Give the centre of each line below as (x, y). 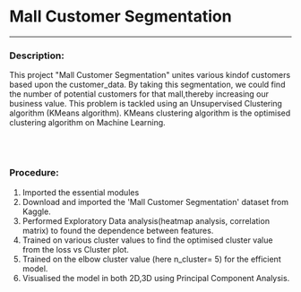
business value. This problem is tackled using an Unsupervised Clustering (146, 104)
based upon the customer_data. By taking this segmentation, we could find (147, 85)
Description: (37, 56)
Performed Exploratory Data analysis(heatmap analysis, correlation (146, 220)
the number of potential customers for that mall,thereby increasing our (139, 94)
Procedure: (34, 173)
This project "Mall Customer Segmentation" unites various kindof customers (150, 75)
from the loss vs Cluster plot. (76, 249)
